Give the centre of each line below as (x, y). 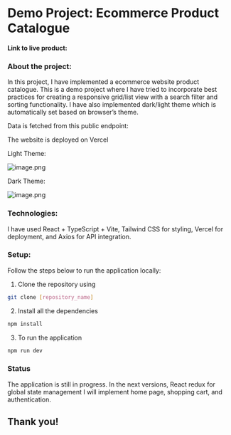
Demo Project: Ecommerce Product (113, 13)
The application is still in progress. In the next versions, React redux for (111, 384)
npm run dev (25, 350)
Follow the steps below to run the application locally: (84, 270)
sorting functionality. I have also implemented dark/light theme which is (112, 105)
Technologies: (33, 214)
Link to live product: (37, 48)
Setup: (19, 255)
